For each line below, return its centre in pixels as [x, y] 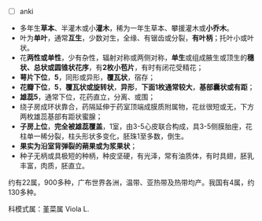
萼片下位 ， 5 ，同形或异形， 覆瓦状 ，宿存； [87, 77]
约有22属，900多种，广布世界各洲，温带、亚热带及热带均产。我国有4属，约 [131, 182]
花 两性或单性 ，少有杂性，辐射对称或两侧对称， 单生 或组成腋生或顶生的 [133, 57]
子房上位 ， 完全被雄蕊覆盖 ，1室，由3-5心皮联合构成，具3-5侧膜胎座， [133, 127]
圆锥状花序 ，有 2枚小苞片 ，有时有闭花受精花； [129, 68]
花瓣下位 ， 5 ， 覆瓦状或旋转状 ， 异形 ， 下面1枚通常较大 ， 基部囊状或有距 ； [137, 87]
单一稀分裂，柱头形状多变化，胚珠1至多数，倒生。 [107, 136]
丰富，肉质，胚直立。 [54, 166]
